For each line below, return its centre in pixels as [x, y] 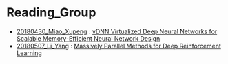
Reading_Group [51, 13]
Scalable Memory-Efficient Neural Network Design [88, 38]
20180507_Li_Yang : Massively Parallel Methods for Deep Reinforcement [119, 46]
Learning [29, 53]
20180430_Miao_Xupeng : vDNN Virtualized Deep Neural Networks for [117, 31]
